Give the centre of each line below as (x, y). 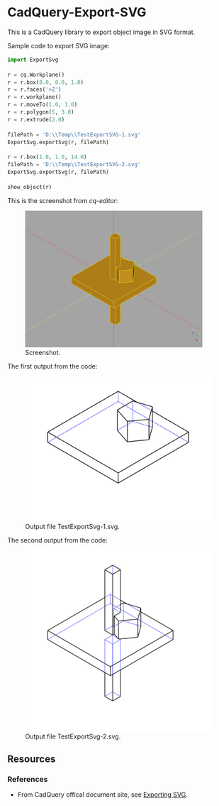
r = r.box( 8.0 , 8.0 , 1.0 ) (45, 82)
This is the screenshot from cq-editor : (63, 200)
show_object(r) (30, 187)
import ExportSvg (33, 60)
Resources (32, 759)
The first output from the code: (52, 366)
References (28, 779)
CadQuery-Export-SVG (77, 12)
